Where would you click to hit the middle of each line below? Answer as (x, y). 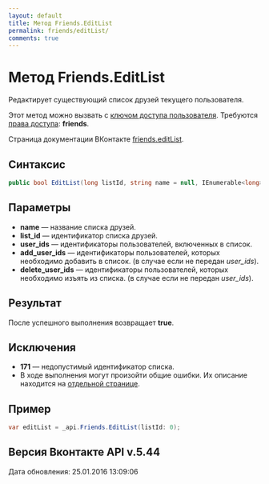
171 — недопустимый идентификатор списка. (97, 367)
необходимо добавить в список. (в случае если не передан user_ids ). (139, 261)
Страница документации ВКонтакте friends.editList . (96, 139)
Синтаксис (37, 164)
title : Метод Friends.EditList (60, 23)
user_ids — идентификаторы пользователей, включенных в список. (136, 244)
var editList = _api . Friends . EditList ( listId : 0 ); (94, 428)
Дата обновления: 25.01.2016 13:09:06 (73, 471)
